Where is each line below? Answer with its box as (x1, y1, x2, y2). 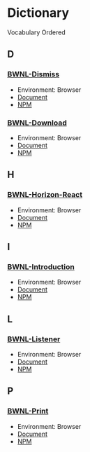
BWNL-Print (7, 406, 49, 416)
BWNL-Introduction (7, 261, 75, 271)
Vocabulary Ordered (7, 28, 66, 36)
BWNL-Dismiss (7, 69, 60, 79)
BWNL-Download (7, 118, 68, 128)
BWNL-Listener (7, 334, 61, 344)
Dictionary (7, 5, 70, 21)
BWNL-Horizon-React (7, 190, 82, 200)
